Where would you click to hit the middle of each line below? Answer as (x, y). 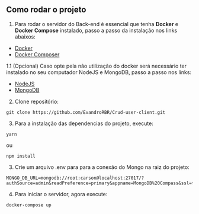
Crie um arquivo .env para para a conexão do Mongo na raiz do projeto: (102, 167)
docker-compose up (29, 205)
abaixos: (25, 36)
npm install (21, 156)
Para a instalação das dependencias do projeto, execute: (84, 123)
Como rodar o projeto (46, 10)
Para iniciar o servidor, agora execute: (61, 194)
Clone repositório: (37, 101)
